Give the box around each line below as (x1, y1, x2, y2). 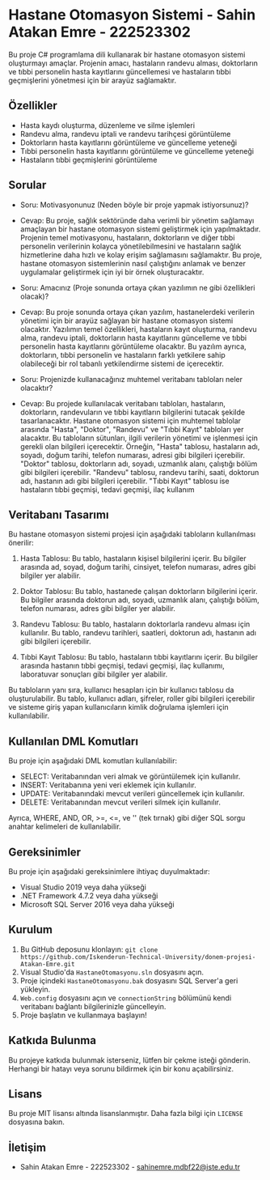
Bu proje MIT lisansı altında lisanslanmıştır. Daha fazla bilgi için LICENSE (8, 1109, 244, 1118)
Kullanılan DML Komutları (8, 734, 139, 748)
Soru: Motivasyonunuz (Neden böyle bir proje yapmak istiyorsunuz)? (19, 200, 249, 210)
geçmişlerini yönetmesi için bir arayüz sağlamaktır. (8, 75, 176, 85)
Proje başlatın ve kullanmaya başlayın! (19, 1010, 147, 1020)
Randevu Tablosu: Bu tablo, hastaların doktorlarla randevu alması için (19, 619, 251, 629)
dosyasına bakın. (8, 1117, 65, 1127)
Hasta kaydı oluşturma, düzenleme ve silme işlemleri (19, 120, 196, 130)
